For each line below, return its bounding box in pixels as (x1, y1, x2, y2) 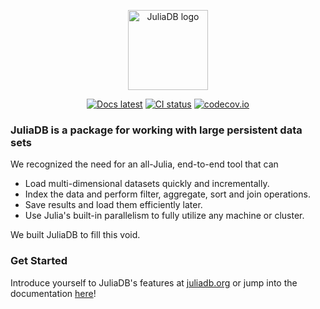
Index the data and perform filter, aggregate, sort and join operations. (24, 188, 311, 200)
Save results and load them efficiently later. (24, 199, 203, 211)
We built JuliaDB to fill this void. (10, 229, 141, 241)
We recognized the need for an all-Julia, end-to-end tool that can (10, 158, 279, 170)
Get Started (10, 254, 68, 268)
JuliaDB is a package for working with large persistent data (10, 123, 303, 137)
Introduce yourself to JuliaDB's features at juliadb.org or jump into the (10, 276, 298, 289)
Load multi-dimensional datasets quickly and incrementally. (24, 178, 270, 190)
